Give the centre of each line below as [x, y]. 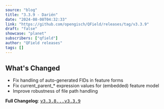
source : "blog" [21, 10]
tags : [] [15, 48]
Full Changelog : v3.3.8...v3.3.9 [43, 101]
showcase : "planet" [26, 33]
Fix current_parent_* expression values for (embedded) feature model [86, 86]
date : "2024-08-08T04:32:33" [36, 19]
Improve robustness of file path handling [55, 91]
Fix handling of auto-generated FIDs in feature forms [68, 80]
